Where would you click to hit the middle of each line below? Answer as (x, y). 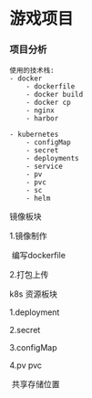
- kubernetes (34, 135)
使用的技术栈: (32, 71)
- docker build (55, 95)
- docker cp (48, 103)
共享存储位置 (36, 384)
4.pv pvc (26, 365)
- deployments (52, 159)
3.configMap (33, 348)
